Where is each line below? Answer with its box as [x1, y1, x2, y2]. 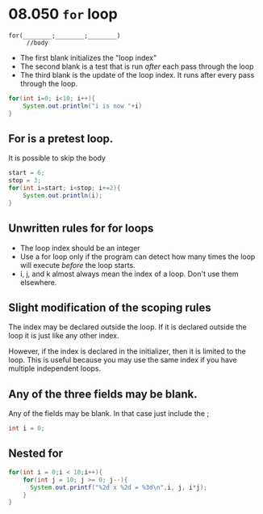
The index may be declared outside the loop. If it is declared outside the [8, 322, 248, 332]
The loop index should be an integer [19, 243, 140, 253]
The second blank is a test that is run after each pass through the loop [19, 62, 254, 71]
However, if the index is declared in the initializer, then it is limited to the [8, 346, 246, 356]
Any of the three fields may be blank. [8, 387, 198, 401]
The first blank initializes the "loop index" [19, 53, 157, 62]
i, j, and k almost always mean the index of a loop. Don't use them [19, 269, 239, 278]
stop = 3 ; [8, 176, 42, 185]
